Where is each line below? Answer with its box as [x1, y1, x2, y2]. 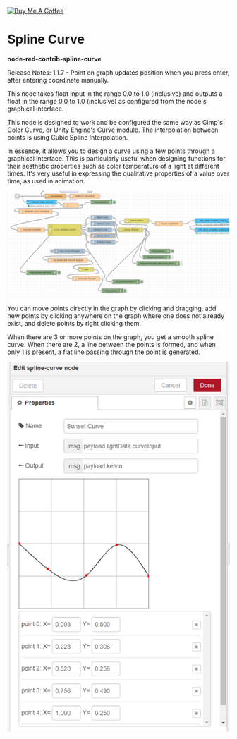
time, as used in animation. [7, 176, 85, 185]
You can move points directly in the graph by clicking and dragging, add [7, 304, 217, 313]
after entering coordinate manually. [7, 75, 109, 84]
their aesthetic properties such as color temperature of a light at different [7, 161, 220, 170]
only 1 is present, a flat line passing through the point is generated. [7, 348, 201, 356]
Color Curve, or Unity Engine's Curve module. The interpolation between [7, 126, 219, 134]
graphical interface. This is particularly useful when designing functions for [7, 154, 226, 162]
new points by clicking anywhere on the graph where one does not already [7, 312, 225, 320]
